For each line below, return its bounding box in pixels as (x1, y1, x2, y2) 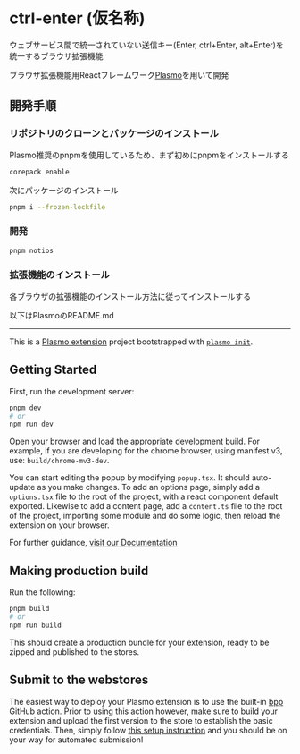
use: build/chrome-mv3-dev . (9, 455, 110, 466)
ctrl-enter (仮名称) (9, 8, 146, 29)
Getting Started (9, 362, 97, 377)
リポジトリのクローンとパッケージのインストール (9, 127, 219, 140)
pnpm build (9, 605, 50, 614)
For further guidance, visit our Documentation (9, 538, 178, 548)
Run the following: (9, 587, 76, 597)
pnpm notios (9, 246, 54, 255)
